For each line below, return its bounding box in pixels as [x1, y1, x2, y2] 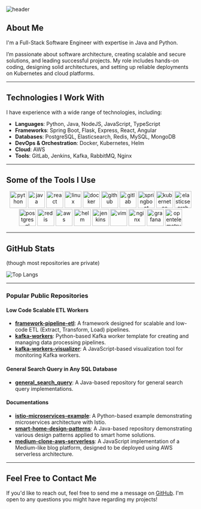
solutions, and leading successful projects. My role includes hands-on [6, 57, 179, 64]
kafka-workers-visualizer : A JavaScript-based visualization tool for [14, 345, 184, 353]
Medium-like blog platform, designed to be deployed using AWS [14, 444, 173, 451]
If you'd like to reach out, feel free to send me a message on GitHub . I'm [6, 489, 184, 496]
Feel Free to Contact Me [6, 474, 97, 484]
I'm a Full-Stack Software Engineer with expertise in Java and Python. [6, 39, 178, 46]
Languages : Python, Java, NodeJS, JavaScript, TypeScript [14, 120, 160, 127]
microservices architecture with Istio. [14, 418, 106, 426]
